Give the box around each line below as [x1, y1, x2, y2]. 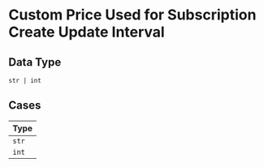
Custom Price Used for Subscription [8, 6, 257, 24]
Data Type [8, 55, 62, 69]
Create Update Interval [8, 23, 165, 41]
